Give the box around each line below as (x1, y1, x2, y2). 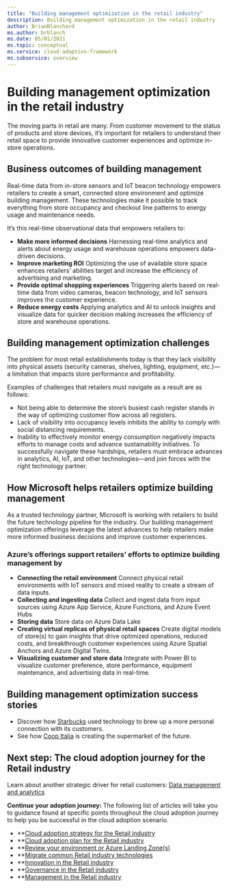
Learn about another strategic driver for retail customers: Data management (7, 781, 221, 789)
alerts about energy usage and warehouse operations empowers (16, 244, 200, 252)
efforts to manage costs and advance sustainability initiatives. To (16, 440, 200, 448)
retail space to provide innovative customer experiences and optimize (7, 136, 204, 144)
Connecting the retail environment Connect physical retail (16, 574, 183, 582)
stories (7, 699, 38, 710)
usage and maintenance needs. (7, 211, 96, 219)
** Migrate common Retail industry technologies (16, 851, 153, 859)
